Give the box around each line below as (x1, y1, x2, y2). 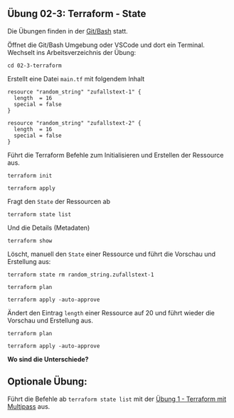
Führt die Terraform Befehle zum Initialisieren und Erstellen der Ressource (7, 151, 224, 159)
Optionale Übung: (7, 376, 87, 388)
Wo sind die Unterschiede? (7, 355, 89, 363)
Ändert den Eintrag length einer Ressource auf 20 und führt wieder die (7, 308, 216, 317)
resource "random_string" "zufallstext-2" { (7, 119, 142, 126)
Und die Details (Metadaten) (7, 223, 90, 232)
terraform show (7, 237, 53, 244)
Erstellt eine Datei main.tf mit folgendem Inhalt (7, 74, 145, 83)
